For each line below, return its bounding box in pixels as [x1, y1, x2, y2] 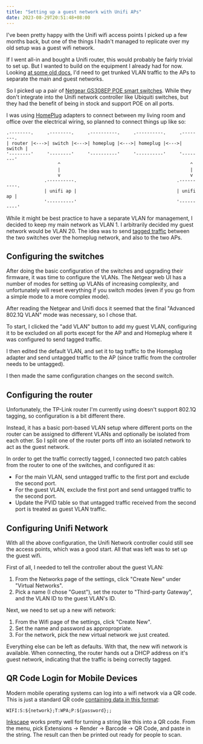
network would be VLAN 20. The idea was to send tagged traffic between [6, 227, 190, 234]
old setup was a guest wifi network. [6, 44, 95, 51]
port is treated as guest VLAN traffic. [14, 505, 107, 513]
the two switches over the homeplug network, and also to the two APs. [6, 234, 182, 241]
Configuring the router [6, 390, 93, 400]
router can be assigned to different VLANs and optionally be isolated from [6, 431, 190, 438]
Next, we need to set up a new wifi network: [6, 606, 116, 614]
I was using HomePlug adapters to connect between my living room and [6, 111, 185, 119]
